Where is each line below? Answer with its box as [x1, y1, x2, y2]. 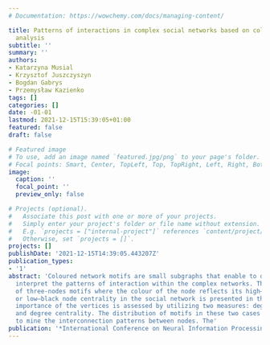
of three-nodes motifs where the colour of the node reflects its [15, 287, 243, 295]
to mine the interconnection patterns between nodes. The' [15, 317, 218, 326]
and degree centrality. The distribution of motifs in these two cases [15, 310, 261, 318]
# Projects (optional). [8, 205, 88, 213]
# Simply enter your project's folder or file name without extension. [8, 220, 261, 228]
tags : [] [8, 93, 38, 101]
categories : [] [8, 101, 59, 109]
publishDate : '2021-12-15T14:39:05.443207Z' [8, 250, 160, 258]
